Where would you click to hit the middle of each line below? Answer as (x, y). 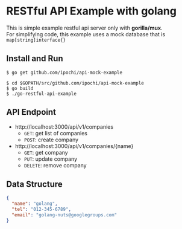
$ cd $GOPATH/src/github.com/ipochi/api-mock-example (75, 83)
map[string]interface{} (36, 40)
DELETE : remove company (55, 165)
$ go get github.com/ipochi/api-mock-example (64, 73)
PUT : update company (51, 159)
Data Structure (35, 184)
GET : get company (46, 152)
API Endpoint (31, 112)
